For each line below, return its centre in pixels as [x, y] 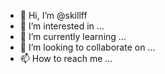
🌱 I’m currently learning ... [73, 36]
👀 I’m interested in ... [62, 26]
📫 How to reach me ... [66, 58]
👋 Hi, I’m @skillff [53, 15]
